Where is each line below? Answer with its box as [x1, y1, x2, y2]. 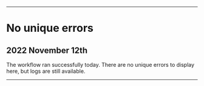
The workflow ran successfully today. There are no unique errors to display [6, 61, 195, 68]
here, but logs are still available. [6, 67, 86, 75]
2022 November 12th [6, 45, 88, 55]
